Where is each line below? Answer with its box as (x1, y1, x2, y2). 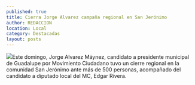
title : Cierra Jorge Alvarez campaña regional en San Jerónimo (6, 14, 167, 20)
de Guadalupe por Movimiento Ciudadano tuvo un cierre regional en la (6, 60, 179, 67)
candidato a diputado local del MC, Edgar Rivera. (6, 73, 127, 79)
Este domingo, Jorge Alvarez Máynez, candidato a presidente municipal (12, 53, 190, 60)
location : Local (6, 25, 47, 32)
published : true (6, 8, 47, 15)
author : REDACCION (6, 20, 52, 26)
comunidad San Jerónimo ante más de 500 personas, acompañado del (6, 66, 181, 73)
